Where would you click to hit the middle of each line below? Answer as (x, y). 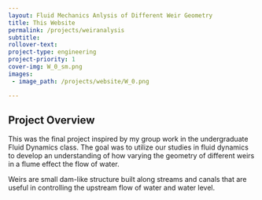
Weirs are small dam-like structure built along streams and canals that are (127, 180)
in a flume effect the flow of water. (64, 164)
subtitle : (24, 37)
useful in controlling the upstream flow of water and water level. (112, 188)
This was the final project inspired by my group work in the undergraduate (128, 139)
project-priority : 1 (42, 60)
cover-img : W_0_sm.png (45, 67)
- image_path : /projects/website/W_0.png (80, 81)
